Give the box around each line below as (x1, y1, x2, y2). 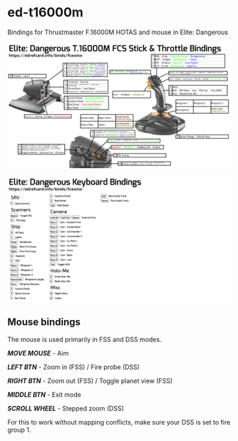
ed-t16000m (7, 4, 84, 21)
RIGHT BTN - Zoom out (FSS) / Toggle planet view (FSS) (7, 376, 173, 385)
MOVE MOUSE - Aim (7, 348, 69, 357)
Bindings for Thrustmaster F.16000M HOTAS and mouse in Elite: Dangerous (7, 28, 229, 36)
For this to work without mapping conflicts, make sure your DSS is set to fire (7, 417, 231, 426)
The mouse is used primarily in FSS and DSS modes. (7, 335, 162, 343)
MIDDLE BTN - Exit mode (7, 390, 82, 399)
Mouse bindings (7, 316, 81, 328)
